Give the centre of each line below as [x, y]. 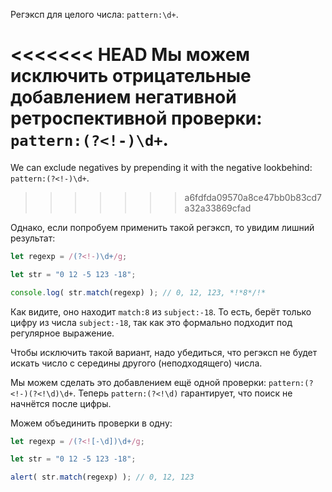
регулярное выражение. [62, 333]
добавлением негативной [123, 97]
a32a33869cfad [218, 208]
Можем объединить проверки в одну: [91, 423]
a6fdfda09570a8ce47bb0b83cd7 [253, 197]
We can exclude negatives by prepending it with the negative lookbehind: [161, 167]
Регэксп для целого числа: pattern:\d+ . [94, 14]
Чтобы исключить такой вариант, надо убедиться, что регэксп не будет [164, 352]
